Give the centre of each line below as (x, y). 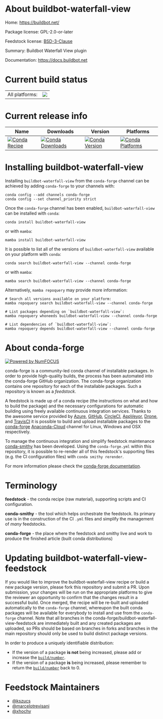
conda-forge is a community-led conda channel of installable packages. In (79, 370)
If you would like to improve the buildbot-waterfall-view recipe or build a (77, 582)
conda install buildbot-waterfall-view (45, 222)
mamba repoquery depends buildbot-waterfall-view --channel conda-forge (80, 329)
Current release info (46, 116)
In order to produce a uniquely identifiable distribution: (59, 643)
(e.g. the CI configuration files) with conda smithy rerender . (64, 456)
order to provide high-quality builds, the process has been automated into (79, 376)
